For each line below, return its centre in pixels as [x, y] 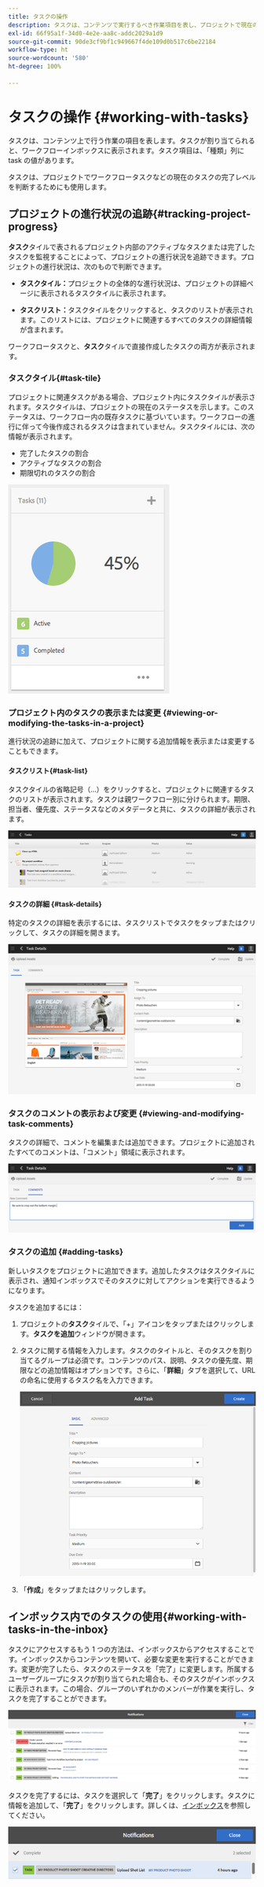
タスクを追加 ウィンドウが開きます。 [91, 1333]
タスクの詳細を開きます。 [83, 932]
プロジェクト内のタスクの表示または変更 [84, 713]
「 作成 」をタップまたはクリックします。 [85, 1589]
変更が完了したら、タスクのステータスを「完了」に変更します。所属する [138, 1669]
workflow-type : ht [38, 50]
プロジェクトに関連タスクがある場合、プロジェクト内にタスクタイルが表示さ [132, 397]
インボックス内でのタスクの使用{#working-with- [128, 1617]
